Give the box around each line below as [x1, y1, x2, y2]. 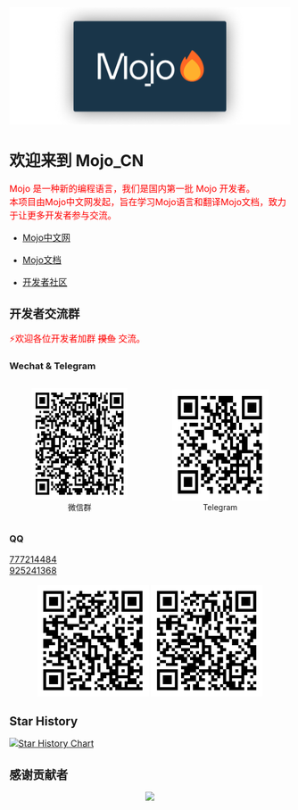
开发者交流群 [9, 306, 80, 322]
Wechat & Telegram [9, 360, 96, 372]
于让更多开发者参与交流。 [9, 210, 118, 222]
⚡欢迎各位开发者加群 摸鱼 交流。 [9, 332, 145, 344]
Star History [9, 714, 79, 729]
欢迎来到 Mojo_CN [9, 151, 145, 171]
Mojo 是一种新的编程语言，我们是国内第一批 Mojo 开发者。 [9, 183, 256, 195]
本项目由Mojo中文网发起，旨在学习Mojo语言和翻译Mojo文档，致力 [9, 196, 287, 209]
